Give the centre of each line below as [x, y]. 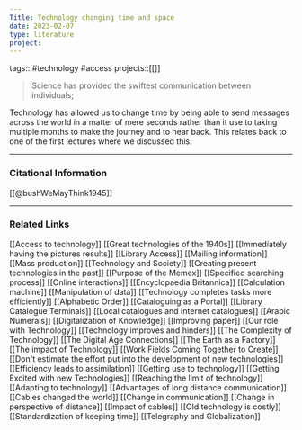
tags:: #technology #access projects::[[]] [85, 68]
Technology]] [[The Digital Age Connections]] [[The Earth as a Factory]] [142, 339]
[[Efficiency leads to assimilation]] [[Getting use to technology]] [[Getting [145, 368]
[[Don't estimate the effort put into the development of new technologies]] [147, 358]
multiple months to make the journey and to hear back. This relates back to [148, 132]
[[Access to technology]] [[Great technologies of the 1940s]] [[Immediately [148, 244]
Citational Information [58, 174]
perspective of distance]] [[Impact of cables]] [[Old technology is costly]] [145, 407]
